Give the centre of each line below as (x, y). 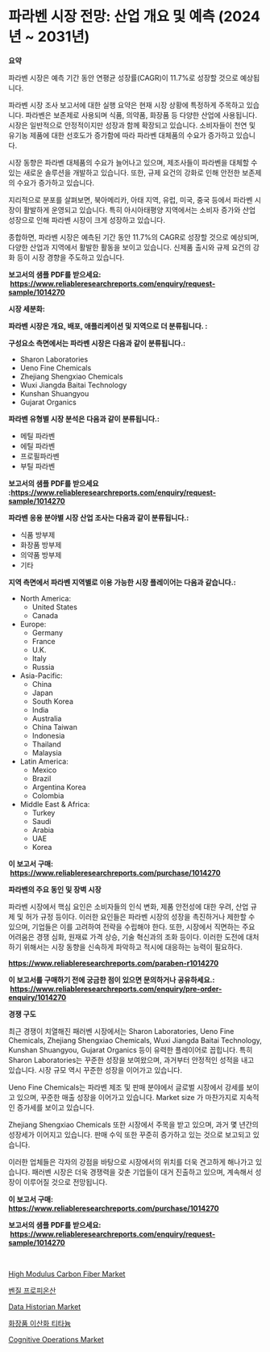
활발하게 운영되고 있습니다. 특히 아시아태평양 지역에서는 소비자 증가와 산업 (139, 210)
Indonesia (48, 735)
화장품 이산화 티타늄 (39, 1323)
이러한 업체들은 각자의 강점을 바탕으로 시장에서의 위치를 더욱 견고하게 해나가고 (131, 1162)
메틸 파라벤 (37, 436)
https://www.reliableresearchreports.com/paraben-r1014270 (114, 963)
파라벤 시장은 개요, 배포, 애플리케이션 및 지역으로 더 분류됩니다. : (108, 326)
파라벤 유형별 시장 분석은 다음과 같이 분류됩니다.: (84, 419)
